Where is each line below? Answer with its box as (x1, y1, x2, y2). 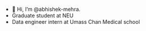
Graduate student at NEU (11, 12, 74, 19)
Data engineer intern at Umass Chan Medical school (11, 18, 140, 25)
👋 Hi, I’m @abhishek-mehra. (11, 6, 80, 13)
